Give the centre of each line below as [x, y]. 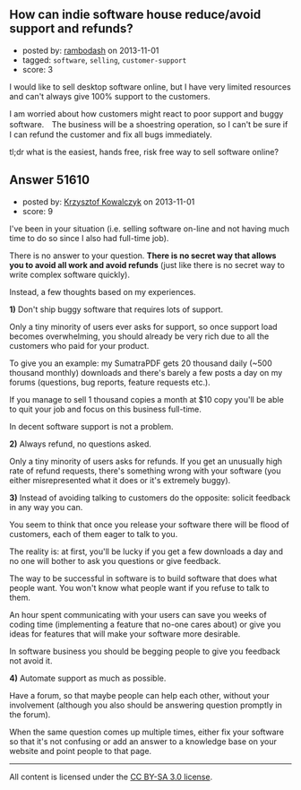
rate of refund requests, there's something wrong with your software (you [145, 471]
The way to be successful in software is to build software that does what [143, 578]
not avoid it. [31, 660]
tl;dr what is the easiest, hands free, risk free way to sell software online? [144, 152]
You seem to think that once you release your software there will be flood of [149, 525]
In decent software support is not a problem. [91, 426]
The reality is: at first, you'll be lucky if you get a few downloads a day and [146, 551]
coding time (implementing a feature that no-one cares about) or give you [145, 624]
